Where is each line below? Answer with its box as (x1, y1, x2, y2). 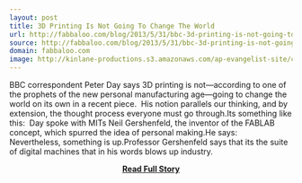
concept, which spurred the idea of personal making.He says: (9, 127, 238, 137)
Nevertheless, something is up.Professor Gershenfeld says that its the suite (9, 136, 289, 147)
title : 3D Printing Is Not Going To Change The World (9, 22, 216, 30)
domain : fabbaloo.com (9, 47, 91, 56)
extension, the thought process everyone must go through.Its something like (9, 109, 292, 118)
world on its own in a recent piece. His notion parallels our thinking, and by (9, 99, 289, 109)
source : (9, 38, 39, 48)
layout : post (9, 13, 58, 22)
